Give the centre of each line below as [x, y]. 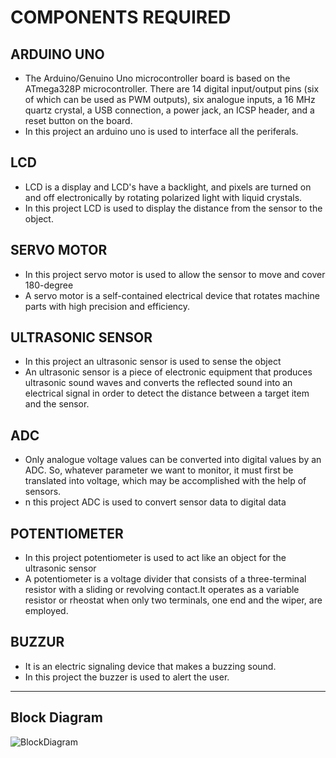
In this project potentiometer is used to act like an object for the [155, 558]
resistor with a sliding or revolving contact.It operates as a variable [162, 590]
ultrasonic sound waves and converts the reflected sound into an [158, 383]
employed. [46, 611]
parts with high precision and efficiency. [107, 306]
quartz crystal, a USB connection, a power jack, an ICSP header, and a [169, 110]
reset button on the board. [78, 120]
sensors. [43, 492]
